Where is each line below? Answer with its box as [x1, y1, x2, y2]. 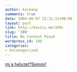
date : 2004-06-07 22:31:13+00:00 [5, 16, 73, 21]
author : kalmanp [5, 7, 38, 12]
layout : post [5, 20, 31, 26]
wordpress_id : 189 [5, 39, 42, 44]
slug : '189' [5, 30, 29, 35]
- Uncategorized [5, 48, 38, 53]
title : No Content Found [5, 35, 55, 39]
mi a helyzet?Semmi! [5, 61, 46, 67]
